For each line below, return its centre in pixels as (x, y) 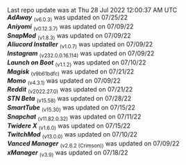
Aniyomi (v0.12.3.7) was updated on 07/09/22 (70, 27)
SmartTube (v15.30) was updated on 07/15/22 (71, 108)
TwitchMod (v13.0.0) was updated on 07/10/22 (72, 136)
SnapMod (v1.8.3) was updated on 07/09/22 (69, 36)
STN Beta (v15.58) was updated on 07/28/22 (69, 99)
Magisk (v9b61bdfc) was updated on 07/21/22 (71, 72)
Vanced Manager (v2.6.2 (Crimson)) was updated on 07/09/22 (94, 144)
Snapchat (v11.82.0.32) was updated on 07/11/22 (74, 117)
